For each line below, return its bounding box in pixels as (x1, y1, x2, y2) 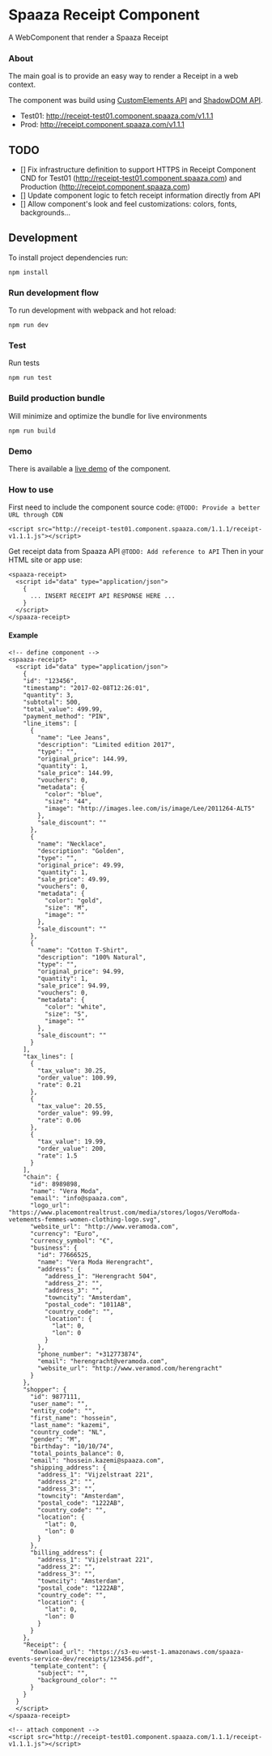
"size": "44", (44, 797, 92, 805)
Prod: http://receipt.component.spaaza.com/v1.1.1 (19, 120, 185, 130)
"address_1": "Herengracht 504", (44, 1272, 158, 1281)
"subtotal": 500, (23, 698, 82, 706)
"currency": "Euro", (29, 1230, 100, 1238)
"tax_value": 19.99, (37, 1137, 107, 1145)
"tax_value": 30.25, (37, 1067, 107, 1075)
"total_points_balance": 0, (29, 1449, 125, 1457)
